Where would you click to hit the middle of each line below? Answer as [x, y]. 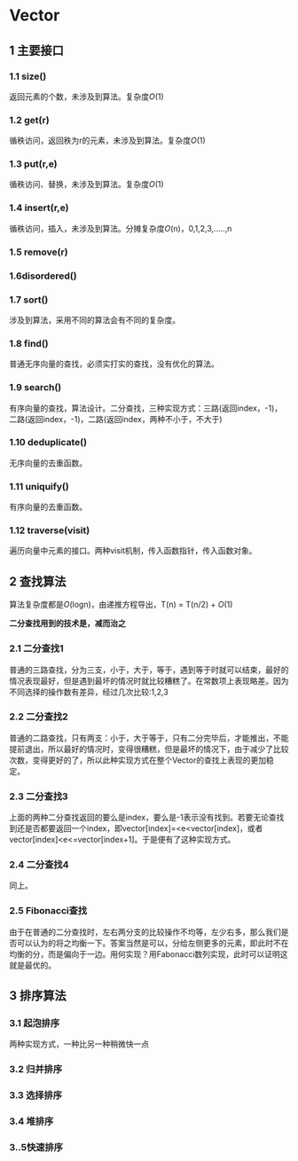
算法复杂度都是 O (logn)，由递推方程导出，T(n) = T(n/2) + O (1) [121, 605]
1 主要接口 [37, 50]
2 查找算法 [38, 581]
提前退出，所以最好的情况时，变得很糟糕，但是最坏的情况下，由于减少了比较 [149, 749]
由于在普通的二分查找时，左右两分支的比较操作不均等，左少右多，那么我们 [145, 931]
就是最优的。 [32, 965]
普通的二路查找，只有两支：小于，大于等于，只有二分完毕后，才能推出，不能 [149, 738]
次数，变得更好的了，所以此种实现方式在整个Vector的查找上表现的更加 [138, 760]
